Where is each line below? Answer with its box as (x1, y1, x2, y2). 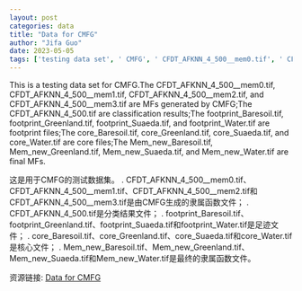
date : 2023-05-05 (9, 47, 75, 56)
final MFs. (9, 156, 47, 166)
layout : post (9, 13, 58, 22)
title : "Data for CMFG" (9, 30, 99, 39)
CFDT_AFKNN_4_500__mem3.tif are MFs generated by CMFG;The (9, 99, 253, 109)
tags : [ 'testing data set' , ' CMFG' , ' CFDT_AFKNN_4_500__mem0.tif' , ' (9, 55, 283, 64)
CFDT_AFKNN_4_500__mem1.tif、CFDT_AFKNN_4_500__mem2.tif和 (9, 186, 258, 196)
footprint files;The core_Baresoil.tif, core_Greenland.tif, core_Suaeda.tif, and (9, 128, 289, 137)
